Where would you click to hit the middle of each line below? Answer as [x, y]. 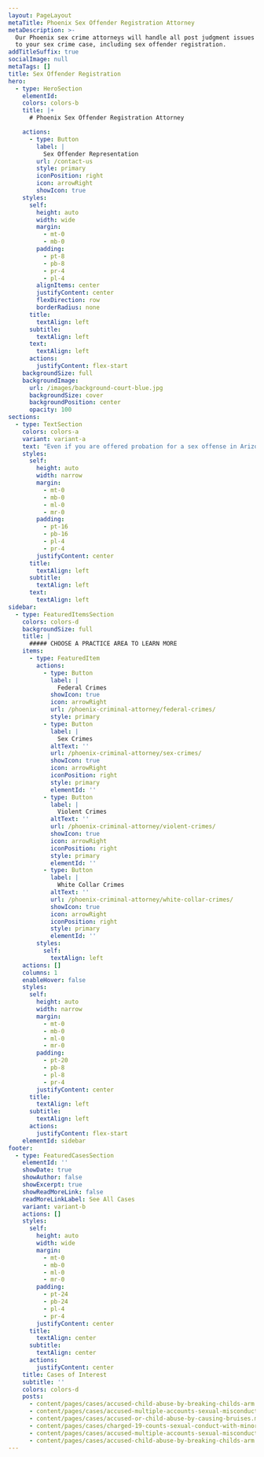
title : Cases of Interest [65, 1374]
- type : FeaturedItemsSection [64, 614]
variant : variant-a [54, 439]
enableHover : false [54, 980]
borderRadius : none [68, 307]
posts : [33, 1396]
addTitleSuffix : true [44, 52]
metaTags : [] [29, 67]
